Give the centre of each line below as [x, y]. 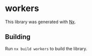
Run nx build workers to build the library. [46, 48]
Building [18, 37]
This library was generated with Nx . [40, 22]
